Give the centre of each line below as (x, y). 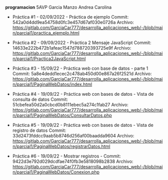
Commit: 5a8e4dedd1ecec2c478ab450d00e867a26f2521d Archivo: (82, 74)
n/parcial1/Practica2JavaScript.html (49, 59)
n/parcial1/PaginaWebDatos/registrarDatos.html (61, 146)
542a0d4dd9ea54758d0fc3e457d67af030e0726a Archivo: (73, 22)
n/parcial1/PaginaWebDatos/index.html (52, 84)
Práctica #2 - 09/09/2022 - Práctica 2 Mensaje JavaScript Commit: (82, 43)
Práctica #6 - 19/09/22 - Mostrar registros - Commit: (66, 156)
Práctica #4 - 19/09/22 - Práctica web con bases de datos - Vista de (83, 94)
